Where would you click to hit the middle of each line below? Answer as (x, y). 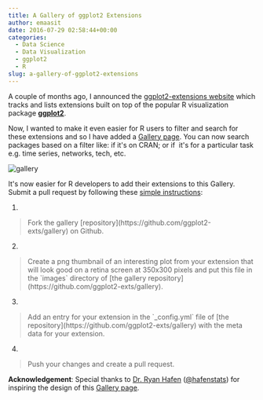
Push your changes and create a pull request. (101, 364)
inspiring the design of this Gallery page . (74, 387)
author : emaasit (35, 23)
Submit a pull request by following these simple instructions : (106, 192)
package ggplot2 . (37, 113)
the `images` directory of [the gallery (87, 278)
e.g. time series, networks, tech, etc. (67, 153)
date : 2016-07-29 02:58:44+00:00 (63, 30)
